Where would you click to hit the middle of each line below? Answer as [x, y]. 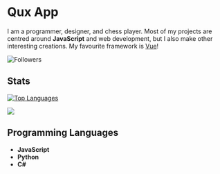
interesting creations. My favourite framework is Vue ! [83, 46]
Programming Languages [63, 133]
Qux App [33, 12]
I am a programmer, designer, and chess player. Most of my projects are [110, 31]
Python [28, 157]
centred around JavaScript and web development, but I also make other [110, 38]
